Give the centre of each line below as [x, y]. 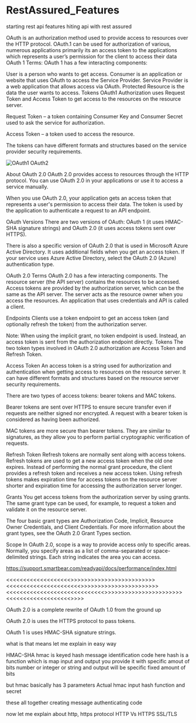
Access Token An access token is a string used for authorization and [89, 365]
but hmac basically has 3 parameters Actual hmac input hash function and [96, 685]
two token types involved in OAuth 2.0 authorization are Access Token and [96, 348]
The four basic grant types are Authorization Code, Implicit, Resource [90, 520]
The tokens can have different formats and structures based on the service [97, 145]
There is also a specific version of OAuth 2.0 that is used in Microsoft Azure [97, 245]
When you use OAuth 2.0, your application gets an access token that [89, 198]
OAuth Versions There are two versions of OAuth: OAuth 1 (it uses [85, 222]
